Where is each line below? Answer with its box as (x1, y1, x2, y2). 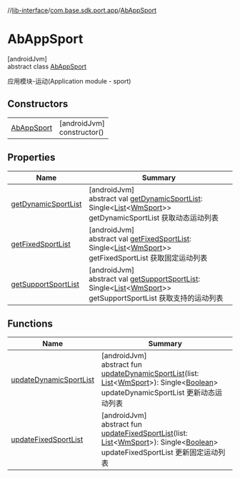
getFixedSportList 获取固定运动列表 (89, 253, 208, 263)
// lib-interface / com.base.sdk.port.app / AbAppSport (7, 6, 157, 14)
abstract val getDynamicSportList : (89, 193, 203, 203)
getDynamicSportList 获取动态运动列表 (89, 213, 219, 223)
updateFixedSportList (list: (101, 428, 188, 438)
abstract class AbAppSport (7, 62, 87, 71)
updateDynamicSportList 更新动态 (101, 388, 216, 398)
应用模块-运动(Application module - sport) (7, 76, 131, 85)
